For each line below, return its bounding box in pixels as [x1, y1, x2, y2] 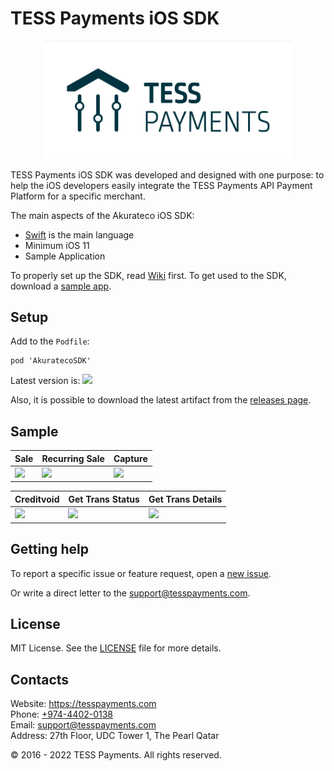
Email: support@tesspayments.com [10, 719, 157, 731]
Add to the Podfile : [10, 335, 90, 347]
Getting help [10, 541, 89, 558]
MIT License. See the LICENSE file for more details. [10, 642, 222, 654]
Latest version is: [10, 375, 81, 387]
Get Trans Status [68, 493, 140, 505]
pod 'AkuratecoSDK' [10, 356, 92, 366]
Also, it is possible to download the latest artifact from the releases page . [10, 394, 312, 406]
